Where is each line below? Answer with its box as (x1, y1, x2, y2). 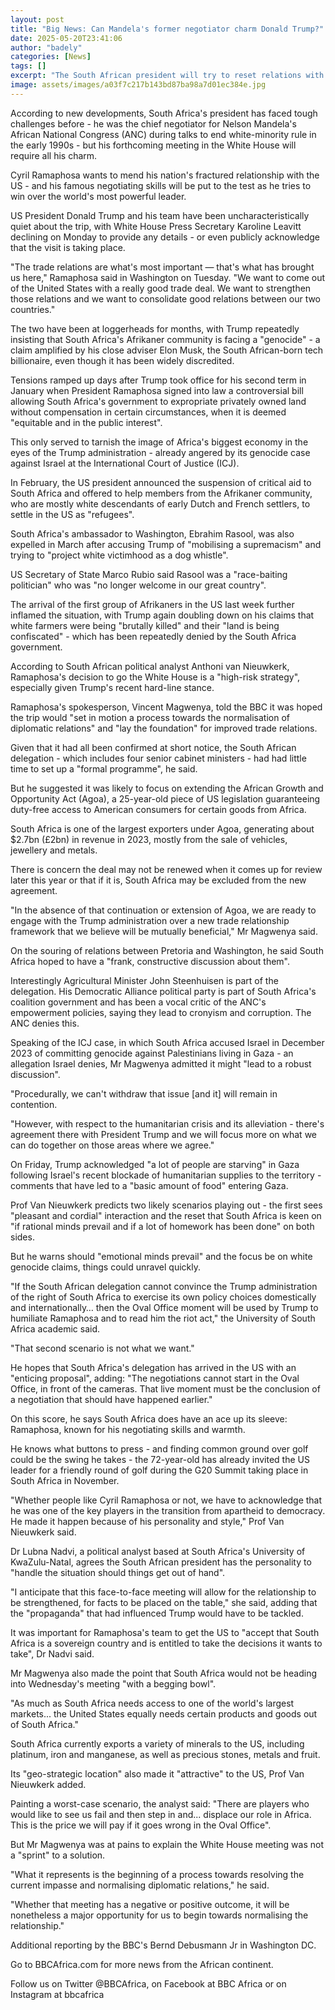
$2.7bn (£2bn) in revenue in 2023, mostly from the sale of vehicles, (10, 833, 288, 845)
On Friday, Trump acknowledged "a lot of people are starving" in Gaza (10, 1158, 300, 1170)
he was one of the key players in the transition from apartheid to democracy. (10, 1504, 326, 1516)
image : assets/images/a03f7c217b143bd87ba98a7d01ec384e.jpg (10, 80, 267, 90)
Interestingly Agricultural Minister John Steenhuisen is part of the (10, 974, 279, 986)
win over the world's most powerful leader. (10, 190, 187, 202)
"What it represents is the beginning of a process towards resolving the (10, 1868, 305, 1880)
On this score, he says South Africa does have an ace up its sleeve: (10, 1412, 288, 1425)
